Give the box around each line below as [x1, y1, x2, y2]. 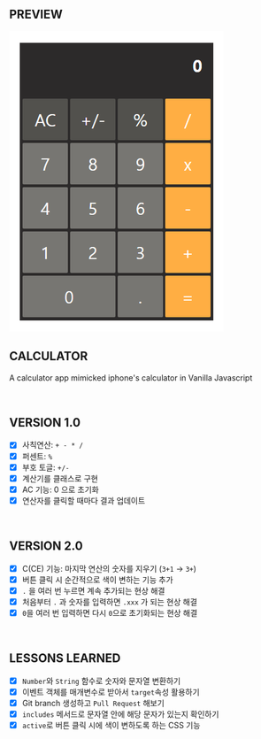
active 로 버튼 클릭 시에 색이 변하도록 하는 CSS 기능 [21, 720, 201, 730]
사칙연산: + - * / [21, 440, 84, 450]
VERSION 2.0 [9, 539, 83, 554]
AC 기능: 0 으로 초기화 [21, 484, 99, 495]
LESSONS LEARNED [9, 650, 121, 666]
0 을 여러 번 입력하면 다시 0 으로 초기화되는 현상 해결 [21, 607, 198, 618]
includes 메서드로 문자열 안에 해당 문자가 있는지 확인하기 [21, 708, 219, 720]
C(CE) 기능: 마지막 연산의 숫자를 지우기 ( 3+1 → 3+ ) [21, 563, 197, 573]
